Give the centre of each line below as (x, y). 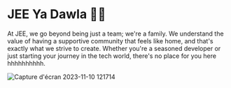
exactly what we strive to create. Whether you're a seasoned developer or (114, 48)
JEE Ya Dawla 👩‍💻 (57, 14)
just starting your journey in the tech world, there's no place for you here (112, 56)
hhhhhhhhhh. (26, 63)
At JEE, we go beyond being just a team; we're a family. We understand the (115, 34)
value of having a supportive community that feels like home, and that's (110, 41)
